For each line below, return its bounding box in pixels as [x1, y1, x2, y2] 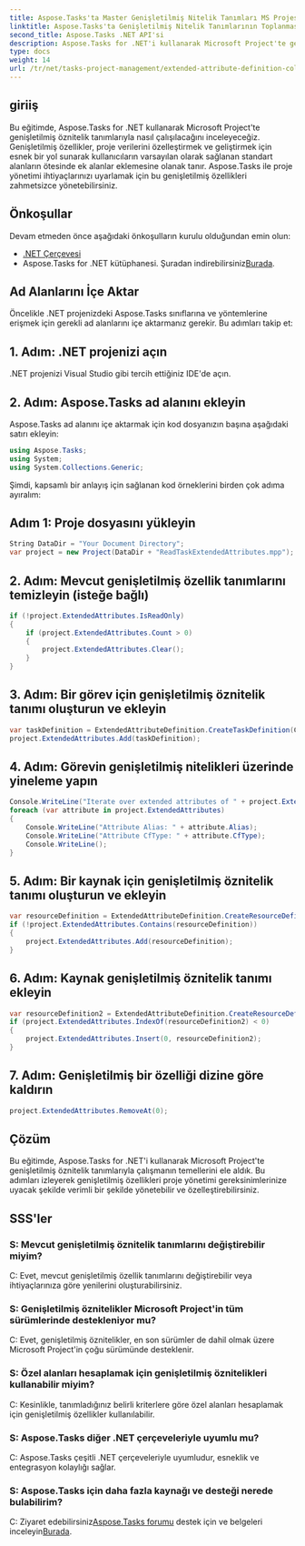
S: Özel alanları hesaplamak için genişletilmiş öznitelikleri [9, 1367, 268, 1380]
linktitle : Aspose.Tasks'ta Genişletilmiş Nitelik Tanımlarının [9, 22, 258, 31]
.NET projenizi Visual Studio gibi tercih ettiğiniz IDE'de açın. [9, 368, 231, 379]
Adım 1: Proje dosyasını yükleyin [9, 515, 196, 530]
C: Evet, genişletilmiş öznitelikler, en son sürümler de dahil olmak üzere [9, 1334, 275, 1346]
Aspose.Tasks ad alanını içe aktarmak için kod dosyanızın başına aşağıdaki [9, 418, 289, 429]
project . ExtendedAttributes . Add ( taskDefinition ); [9, 734, 202, 743]
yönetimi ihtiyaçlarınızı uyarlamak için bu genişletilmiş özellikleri [9, 170, 248, 181]
